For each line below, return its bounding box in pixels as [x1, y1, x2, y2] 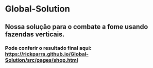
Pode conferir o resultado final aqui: [5, 44, 92, 51]
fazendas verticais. [5, 30, 65, 38]
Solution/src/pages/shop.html [5, 56, 79, 63]
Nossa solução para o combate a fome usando [5, 23, 148, 31]
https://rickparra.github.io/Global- [5, 51, 89, 57]
